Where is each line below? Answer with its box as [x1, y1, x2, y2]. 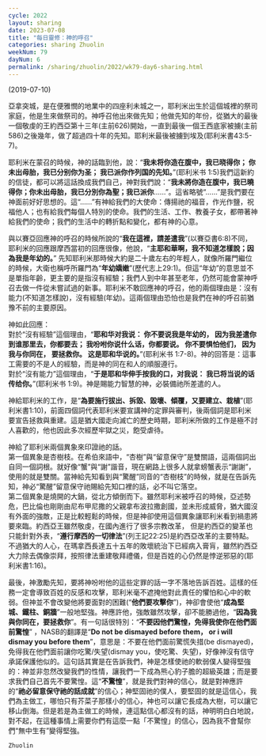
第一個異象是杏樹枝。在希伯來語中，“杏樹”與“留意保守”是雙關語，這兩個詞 [8, 452, 249, 461]
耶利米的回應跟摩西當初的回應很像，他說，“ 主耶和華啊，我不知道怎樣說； [8, 243, 248, 253]
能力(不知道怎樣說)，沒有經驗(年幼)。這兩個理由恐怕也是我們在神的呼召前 [8, 293, 248, 302]
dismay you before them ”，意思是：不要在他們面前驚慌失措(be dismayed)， [8, 637, 258, 646]
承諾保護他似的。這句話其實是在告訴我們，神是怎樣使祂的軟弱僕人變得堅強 [8, 656, 251, 666]
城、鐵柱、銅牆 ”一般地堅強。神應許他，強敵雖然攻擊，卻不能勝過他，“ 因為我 [8, 607, 257, 617]
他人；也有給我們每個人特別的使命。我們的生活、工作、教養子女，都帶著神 [14, 206, 258, 216]
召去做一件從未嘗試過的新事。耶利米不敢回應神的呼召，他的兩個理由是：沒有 [8, 282, 258, 293]
